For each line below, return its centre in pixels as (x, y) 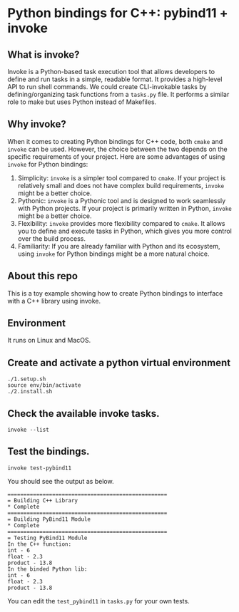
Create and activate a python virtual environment (119, 362)
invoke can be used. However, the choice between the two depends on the (117, 149)
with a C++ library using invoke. (54, 301)
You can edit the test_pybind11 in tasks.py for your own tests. (99, 601)
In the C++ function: (40, 544)
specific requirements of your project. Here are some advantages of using (116, 156)
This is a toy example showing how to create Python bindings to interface (115, 293)
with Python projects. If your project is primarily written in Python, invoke (124, 208)
